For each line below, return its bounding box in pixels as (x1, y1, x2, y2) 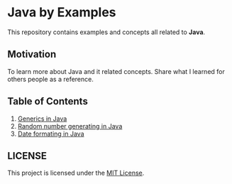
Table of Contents (7, 95, 89, 107)
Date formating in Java (17, 129, 84, 138)
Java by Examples (7, 4, 116, 21)
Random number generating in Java (17, 121, 123, 130)
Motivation (7, 48, 57, 60)
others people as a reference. (7, 75, 94, 83)
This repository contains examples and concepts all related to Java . (7, 28, 206, 36)
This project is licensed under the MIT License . (7, 168, 145, 178)
